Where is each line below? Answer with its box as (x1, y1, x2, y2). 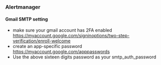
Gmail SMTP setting (5, 16, 48, 22)
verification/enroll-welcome (12, 38, 71, 44)
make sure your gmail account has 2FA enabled (12, 27, 113, 33)
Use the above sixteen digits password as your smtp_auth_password (12, 54, 156, 60)
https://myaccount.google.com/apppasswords (12, 49, 110, 55)
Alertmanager (5, 4, 41, 11)
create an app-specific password (12, 43, 82, 49)
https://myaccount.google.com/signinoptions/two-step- (12, 33, 130, 39)
